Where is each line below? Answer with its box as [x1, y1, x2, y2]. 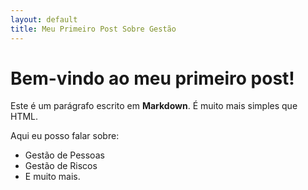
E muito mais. [24, 171, 81, 183]
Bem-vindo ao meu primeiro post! [10, 67, 295, 90]
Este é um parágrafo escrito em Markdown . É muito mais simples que [10, 100, 298, 112]
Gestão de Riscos [24, 160, 98, 172]
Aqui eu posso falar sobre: [10, 130, 120, 142]
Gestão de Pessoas [24, 149, 105, 161]
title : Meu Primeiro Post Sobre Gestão [10, 24, 177, 34]
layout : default [10, 14, 78, 25]
